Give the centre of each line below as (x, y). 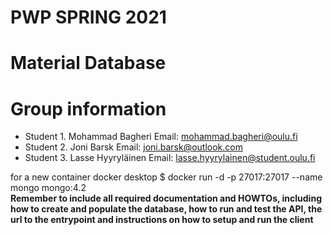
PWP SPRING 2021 (88, 17)
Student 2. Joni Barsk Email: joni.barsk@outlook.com (133, 147)
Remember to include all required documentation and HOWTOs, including (166, 198)
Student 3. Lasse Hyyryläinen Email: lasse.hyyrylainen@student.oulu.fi (170, 158)
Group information (88, 108)
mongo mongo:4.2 (48, 188)
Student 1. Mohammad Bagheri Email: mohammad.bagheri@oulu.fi (161, 137)
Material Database (88, 63)
